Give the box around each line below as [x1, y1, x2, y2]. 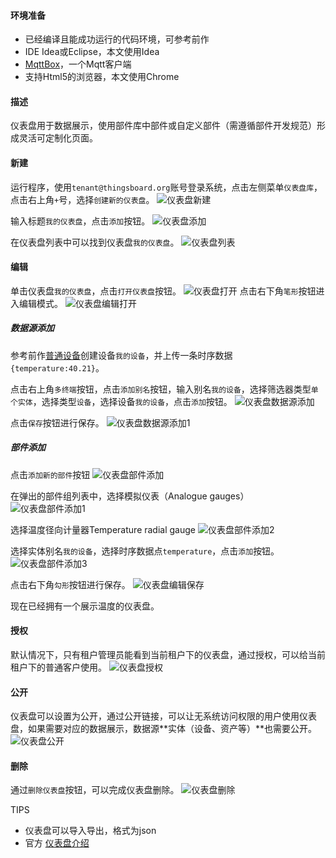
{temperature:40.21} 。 [10, 361, 105, 374]
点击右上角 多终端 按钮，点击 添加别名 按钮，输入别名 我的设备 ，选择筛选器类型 [10, 383, 312, 395]
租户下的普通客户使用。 [10, 661, 107, 673]
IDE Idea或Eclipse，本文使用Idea [24, 46, 160, 58]
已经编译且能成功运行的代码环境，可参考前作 [24, 33, 210, 45]
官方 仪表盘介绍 [24, 837, 90, 849]
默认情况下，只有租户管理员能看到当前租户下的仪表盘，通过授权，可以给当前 [10, 648, 326, 660]
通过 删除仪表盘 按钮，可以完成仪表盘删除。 [10, 784, 180, 796]
